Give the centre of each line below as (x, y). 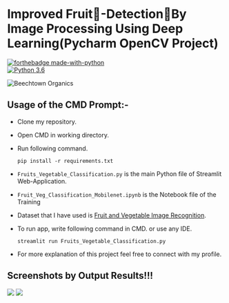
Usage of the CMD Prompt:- (68, 105)
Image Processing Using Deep (95, 29)
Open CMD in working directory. (63, 135)
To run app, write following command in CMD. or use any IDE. (104, 228)
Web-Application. (42, 181)
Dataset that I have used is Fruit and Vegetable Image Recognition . (112, 215)
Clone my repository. (47, 121)
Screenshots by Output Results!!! (80, 276)
